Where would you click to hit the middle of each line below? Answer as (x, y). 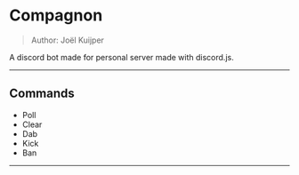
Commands (42, 94)
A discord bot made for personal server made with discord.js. (121, 57)
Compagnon (56, 16)
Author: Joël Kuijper (68, 40)
